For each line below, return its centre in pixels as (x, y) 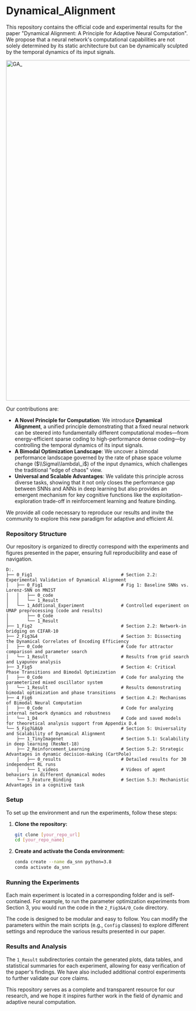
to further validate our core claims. (48, 978)
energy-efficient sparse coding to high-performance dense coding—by (100, 439)
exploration (28, 501)
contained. (19, 901)
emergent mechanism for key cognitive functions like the (83, 495)
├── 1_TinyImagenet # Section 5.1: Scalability (103, 739)
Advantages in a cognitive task (45, 785)
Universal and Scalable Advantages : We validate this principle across (99, 476)
